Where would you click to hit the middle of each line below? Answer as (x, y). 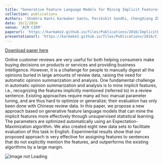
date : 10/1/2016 (21, 23)
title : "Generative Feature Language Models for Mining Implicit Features (82, 9)
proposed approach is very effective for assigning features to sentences (77, 136)
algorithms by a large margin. (34, 147)
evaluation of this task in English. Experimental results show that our (73, 132)
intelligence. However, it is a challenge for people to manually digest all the (80, 70)
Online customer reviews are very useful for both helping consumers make (80, 60)
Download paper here (27, 50)
